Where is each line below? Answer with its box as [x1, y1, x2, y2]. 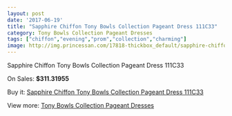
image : [7, 42, 26, 49]
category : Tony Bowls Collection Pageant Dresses [7, 29, 153, 37]
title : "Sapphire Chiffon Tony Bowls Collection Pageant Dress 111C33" [7, 23, 217, 30]
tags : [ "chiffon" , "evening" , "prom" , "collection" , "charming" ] [7, 36, 187, 43]
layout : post [7, 10, 45, 17]
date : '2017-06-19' [7, 17, 64, 23]
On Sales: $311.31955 [7, 75, 69, 83]
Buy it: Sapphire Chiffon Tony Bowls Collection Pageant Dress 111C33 [7, 88, 204, 96]
